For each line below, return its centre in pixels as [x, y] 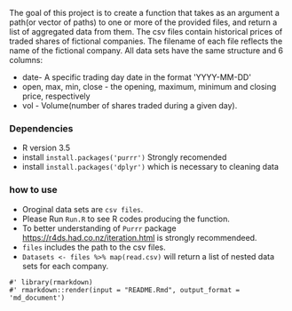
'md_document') [37, 298]
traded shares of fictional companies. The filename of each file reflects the [146, 41]
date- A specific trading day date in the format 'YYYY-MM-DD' [136, 77]
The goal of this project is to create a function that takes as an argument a [144, 13]
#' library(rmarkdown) [51, 282]
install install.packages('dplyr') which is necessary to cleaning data [150, 167]
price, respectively [56, 96]
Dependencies [41, 128]
